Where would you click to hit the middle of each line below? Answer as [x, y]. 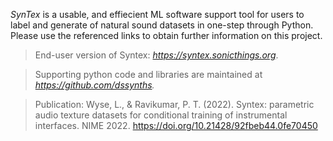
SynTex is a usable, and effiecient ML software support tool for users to [157, 14]
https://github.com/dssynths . [94, 85]
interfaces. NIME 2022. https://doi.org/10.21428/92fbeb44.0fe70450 [176, 125]
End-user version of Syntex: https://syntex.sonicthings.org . [156, 55]
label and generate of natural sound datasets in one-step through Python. [162, 25]
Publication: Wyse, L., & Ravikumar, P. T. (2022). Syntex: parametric [174, 104]
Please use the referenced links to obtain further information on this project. [166, 35]
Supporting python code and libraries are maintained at [148, 74]
